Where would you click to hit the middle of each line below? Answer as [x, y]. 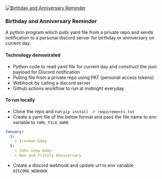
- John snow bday [33, 151]
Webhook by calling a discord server [52, 83]
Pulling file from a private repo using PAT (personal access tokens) [83, 77]
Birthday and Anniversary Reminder [51, 21]
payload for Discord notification [46, 72]
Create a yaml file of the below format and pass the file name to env [85, 117]
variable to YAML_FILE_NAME [41, 122]
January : [15, 132]
